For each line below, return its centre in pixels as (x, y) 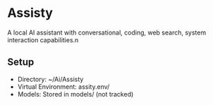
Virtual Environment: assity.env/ (63, 87)
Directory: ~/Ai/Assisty (50, 79)
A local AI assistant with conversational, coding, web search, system (107, 32)
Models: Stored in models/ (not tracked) (75, 94)
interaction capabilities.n (43, 39)
